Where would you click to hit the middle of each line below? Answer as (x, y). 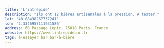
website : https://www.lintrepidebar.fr (47, 33)
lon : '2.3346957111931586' (33, 24)
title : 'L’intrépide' (28, 10)
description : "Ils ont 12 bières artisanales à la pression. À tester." (82, 14)
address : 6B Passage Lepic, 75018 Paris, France (57, 28)
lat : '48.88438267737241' (32, 19)
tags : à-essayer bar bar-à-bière (40, 38)
